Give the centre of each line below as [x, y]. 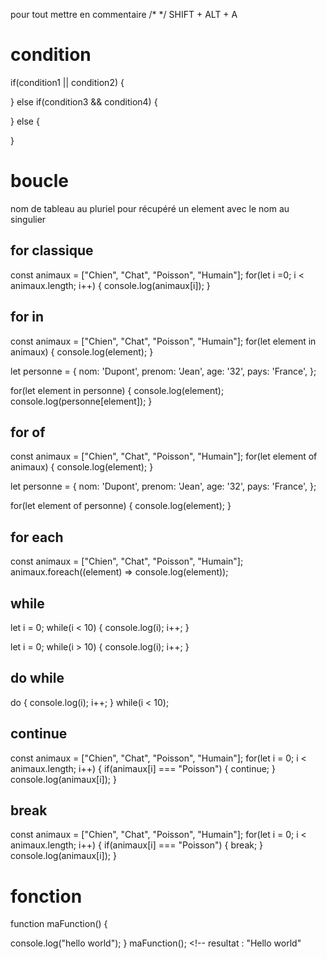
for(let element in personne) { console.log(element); [117, 390]
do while [37, 678]
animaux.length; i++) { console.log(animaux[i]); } [110, 285]
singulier [28, 219]
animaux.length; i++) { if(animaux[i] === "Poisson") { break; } [137, 845]
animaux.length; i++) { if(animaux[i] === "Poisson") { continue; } [143, 768]
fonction [46, 896]
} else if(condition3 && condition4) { [84, 101]
